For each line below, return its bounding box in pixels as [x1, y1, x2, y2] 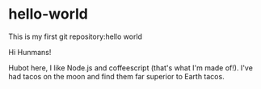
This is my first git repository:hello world [8, 32, 143, 41]
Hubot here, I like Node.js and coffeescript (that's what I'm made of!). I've [8, 62, 253, 73]
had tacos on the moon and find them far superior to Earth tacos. [8, 71, 225, 81]
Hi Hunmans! [8, 47, 52, 57]
